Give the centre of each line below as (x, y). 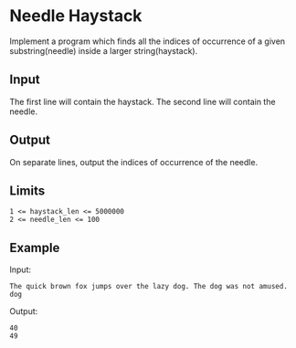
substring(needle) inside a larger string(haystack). (104, 50)
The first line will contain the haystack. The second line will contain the (143, 101)
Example (35, 248)
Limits (27, 190)
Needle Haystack (76, 16)
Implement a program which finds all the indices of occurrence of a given (148, 41)
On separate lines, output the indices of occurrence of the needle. (134, 162)
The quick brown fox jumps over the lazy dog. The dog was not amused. (148, 287)
